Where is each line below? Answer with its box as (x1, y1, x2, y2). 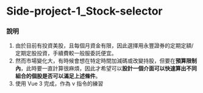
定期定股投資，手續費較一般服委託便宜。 (15, 50, 117, 57)
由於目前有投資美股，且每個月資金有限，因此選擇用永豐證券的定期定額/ (15, 42, 194, 49)
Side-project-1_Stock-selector (6, 4, 163, 18)
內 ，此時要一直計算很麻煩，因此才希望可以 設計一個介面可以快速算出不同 (15, 65, 197, 72)
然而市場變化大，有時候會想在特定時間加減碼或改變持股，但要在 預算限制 (15, 57, 197, 64)
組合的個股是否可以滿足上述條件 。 (15, 72, 101, 80)
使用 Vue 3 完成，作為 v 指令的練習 (15, 80, 104, 88)
